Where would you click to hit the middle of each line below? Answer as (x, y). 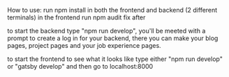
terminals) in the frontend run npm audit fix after (76, 17)
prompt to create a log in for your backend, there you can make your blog (113, 38)
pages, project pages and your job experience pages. (84, 45)
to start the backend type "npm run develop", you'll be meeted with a (106, 31)
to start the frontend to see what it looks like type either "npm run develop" (115, 59)
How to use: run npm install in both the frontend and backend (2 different (112, 10)
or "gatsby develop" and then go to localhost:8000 (80, 66)
